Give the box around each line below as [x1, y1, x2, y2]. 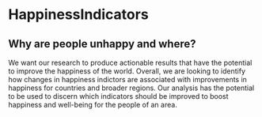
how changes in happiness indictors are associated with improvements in [8, 75, 248, 84]
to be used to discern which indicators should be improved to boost [8, 92, 229, 100]
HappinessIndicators [8, 6, 149, 24]
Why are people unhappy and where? [8, 37, 196, 51]
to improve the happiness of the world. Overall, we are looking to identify [8, 66, 246, 76]
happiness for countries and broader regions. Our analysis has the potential [8, 83, 255, 92]
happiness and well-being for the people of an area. [8, 100, 178, 109]
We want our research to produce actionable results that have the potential [8, 58, 253, 67]
